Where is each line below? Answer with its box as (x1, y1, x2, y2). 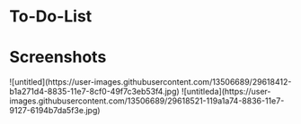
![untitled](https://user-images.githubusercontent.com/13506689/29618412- (9, 77, 292, 87)
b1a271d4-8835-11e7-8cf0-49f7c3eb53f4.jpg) (9, 87, 180, 97)
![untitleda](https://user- (181, 87, 271, 97)
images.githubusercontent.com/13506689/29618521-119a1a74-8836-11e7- (9, 95, 285, 106)
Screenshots (9, 47, 107, 68)
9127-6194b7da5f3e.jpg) (9, 105, 101, 116)
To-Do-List (9, 6, 93, 27)
